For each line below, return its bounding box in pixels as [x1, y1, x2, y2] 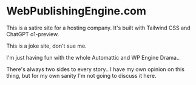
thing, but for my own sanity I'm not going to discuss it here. [6, 72, 157, 79]
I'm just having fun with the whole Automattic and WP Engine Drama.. [6, 54, 180, 61]
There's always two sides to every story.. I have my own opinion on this [6, 65, 185, 73]
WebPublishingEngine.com [6, 4, 147, 18]
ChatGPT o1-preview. [6, 30, 59, 37]
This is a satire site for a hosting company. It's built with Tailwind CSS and [6, 24, 191, 31]
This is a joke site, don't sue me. [6, 42, 87, 49]
